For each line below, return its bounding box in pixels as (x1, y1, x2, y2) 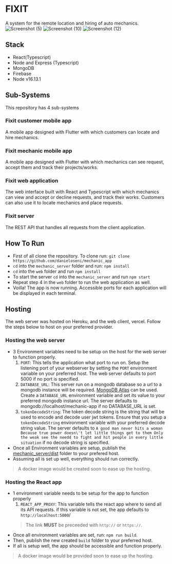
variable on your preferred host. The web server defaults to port (20, 370, 156, 377)
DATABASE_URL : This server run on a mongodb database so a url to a (20, 381, 162, 387)
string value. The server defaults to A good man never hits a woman (20, 425, 163, 431)
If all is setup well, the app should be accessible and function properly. (12, 542, 162, 549)
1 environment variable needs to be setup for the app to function (12, 490, 149, 496)
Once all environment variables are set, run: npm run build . (12, 532, 138, 538)
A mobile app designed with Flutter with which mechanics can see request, (5, 159, 164, 165)
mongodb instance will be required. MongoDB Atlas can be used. (20, 386, 158, 393)
